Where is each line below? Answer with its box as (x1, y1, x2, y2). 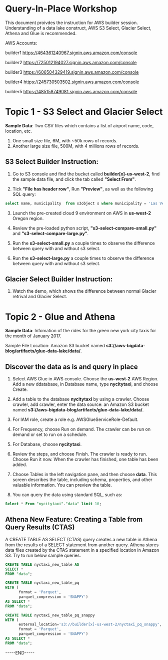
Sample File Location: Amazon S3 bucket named (5, 343, 105, 349)
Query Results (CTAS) (5, 523, 75, 532)
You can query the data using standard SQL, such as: (12, 492, 122, 498)
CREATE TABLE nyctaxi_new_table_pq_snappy (5, 612, 95, 618)
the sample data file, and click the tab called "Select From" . (12, 176, 136, 182)
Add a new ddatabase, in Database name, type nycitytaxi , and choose (12, 381, 158, 387)
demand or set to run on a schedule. (12, 431, 87, 437)
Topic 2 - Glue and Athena (5, 311, 115, 322)
